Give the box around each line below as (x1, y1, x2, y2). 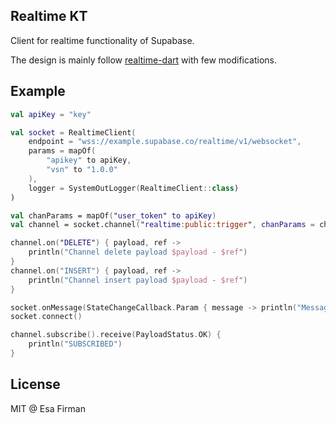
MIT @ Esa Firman (10, 402, 86, 414)
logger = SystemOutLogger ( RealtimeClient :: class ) (28, 183, 240, 193)
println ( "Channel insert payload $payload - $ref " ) (28, 275, 248, 285)
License (10, 376, 61, 393)
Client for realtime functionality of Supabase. (10, 34, 195, 46)
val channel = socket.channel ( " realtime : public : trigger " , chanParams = (10, 220, 315, 230)
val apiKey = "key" (10, 109, 92, 119)
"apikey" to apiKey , (46, 155, 132, 166)
